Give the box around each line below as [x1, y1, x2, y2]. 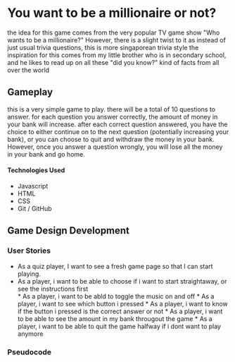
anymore [17, 330, 44, 338]
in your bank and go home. [7, 150, 86, 158]
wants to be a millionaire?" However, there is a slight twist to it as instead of [7, 35, 227, 44]
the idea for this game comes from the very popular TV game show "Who [7, 28, 220, 37]
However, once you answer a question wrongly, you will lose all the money [7, 143, 223, 151]
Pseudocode [7, 347, 51, 357]
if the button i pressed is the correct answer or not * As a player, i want [17, 307, 223, 315]
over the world [7, 66, 50, 74]
